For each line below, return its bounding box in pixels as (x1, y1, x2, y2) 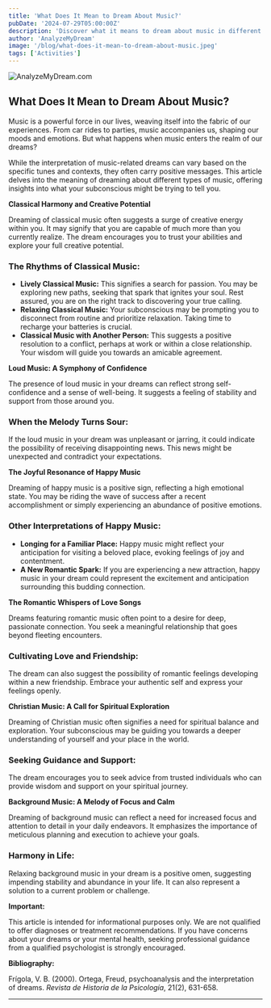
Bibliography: (8, 958, 55, 968)
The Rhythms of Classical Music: (8, 260, 140, 271)
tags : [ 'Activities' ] (8, 49, 81, 57)
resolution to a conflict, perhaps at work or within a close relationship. (19, 339, 252, 349)
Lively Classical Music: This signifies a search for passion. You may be (19, 279, 258, 289)
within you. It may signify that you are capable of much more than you (8, 223, 241, 233)
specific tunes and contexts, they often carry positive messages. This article (8, 166, 262, 176)
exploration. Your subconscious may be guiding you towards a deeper (8, 726, 241, 735)
